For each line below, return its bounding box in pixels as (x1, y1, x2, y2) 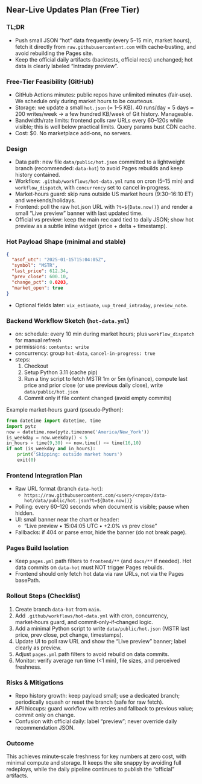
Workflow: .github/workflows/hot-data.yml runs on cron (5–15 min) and (14, 177, 194, 185)
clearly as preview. (14, 644, 62, 651)
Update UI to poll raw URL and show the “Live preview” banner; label (14, 637, 186, 645)
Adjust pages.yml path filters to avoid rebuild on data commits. (14, 650, 170, 657)
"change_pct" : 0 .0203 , (11, 279, 69, 285)
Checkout (24, 362, 48, 369)
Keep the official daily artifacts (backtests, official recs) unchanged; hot (14, 56, 193, 63)
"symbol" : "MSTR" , (11, 263, 58, 269)
